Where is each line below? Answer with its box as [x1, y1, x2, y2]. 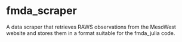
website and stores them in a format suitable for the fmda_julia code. [6, 29, 175, 36]
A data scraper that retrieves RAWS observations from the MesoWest [6, 23, 176, 30]
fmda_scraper [6, 4, 78, 17]
